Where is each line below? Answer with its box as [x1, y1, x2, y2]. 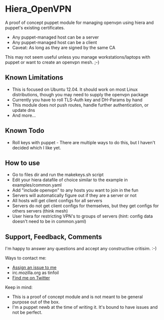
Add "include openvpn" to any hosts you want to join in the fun [12, 187, 139, 193]
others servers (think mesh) [12, 208, 68, 214]
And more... [12, 112, 36, 118]
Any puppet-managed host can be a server [12, 34, 99, 40]
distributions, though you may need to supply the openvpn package [12, 91, 149, 97]
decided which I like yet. [12, 145, 61, 150]
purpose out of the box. [12, 299, 60, 305]
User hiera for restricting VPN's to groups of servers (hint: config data [12, 213, 153, 219]
